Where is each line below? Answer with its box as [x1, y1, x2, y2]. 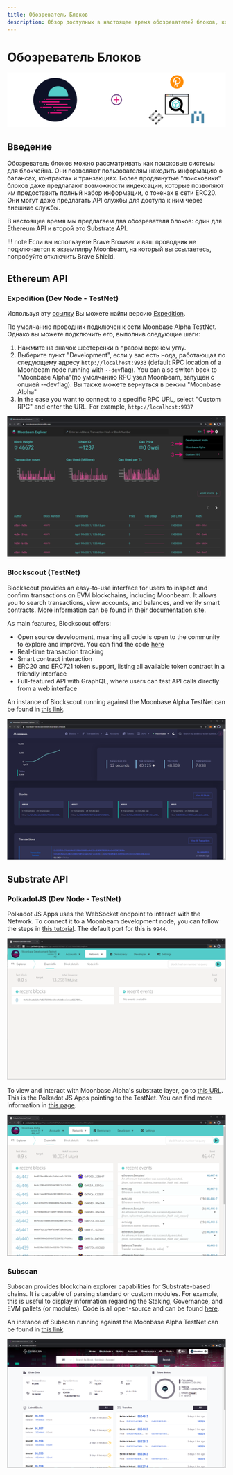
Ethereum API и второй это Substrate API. [7, 224, 128, 232]
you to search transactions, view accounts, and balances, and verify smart [7, 598, 221, 606]
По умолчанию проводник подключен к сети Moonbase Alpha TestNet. [7, 323, 217, 331]
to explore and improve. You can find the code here [17, 640, 164, 648]
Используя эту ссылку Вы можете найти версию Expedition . [7, 309, 186, 317]
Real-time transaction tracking [17, 647, 104, 656]
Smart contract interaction [17, 654, 92, 663]
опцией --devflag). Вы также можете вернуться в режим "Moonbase [17, 380, 221, 389]
